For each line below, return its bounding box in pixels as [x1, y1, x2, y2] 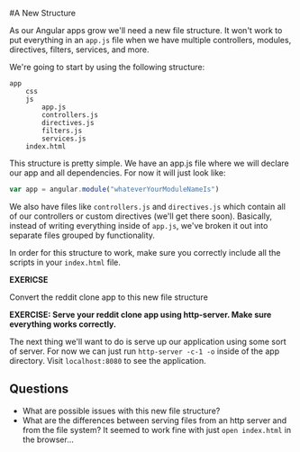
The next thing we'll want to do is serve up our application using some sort [9, 336, 286, 347]
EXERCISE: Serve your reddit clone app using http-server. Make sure [9, 309, 272, 320]
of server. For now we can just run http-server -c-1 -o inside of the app [9, 346, 280, 357]
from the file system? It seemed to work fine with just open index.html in [22, 424, 292, 435]
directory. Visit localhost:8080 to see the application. [9, 355, 207, 366]
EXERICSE [9, 274, 49, 285]
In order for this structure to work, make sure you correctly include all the [9, 247, 281, 258]
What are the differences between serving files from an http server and [22, 414, 287, 426]
